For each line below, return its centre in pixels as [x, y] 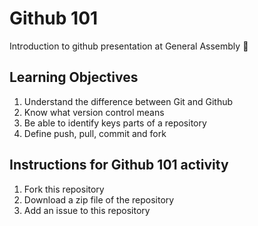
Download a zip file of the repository [99, 199]
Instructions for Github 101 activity [119, 165]
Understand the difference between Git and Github [128, 101]
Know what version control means [94, 112]
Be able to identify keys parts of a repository [115, 123]
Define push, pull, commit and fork [95, 133]
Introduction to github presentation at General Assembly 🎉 [129, 46]
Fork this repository [64, 189]
